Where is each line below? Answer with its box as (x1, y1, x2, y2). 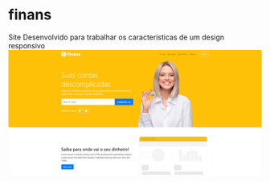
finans (8, 6, 52, 24)
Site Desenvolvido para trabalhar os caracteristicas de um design (8, 32, 225, 42)
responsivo (8, 40, 46, 50)
